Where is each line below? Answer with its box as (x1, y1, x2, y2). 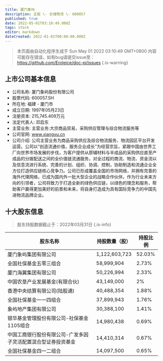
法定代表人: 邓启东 (12, 119, 49, 125)
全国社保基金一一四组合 (7, 296, 62, 303)
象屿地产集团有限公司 (7, 306, 57, 312)
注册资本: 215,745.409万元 (12, 113, 65, 119)
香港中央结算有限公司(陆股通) (7, 287, 75, 294)
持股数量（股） (97, 238, 131, 244)
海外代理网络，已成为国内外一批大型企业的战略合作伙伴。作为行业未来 (12, 173, 153, 180)
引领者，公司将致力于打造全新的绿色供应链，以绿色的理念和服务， (20, 180, 153, 186)
